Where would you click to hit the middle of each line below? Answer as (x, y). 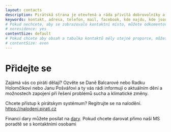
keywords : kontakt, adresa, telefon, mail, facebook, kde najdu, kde (81, 19)
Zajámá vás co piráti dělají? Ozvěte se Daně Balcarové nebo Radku (75, 83)
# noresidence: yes (26, 29)
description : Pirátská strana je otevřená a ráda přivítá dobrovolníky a (85, 15)
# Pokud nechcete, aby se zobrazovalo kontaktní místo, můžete (74, 24)
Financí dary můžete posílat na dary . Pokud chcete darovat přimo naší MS (83, 118)
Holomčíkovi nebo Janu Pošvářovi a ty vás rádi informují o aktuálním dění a (84, 88)
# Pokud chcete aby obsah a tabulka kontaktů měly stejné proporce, (79, 39)
